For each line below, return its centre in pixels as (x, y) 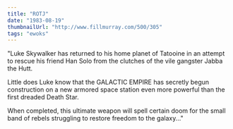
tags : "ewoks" (28, 33)
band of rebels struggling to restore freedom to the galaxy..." (95, 118)
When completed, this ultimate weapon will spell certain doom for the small (116, 111)
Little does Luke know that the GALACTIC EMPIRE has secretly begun (108, 82)
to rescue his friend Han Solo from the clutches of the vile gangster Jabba (115, 61)
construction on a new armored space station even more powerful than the (116, 90)
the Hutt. (20, 68)
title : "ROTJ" (28, 14)
